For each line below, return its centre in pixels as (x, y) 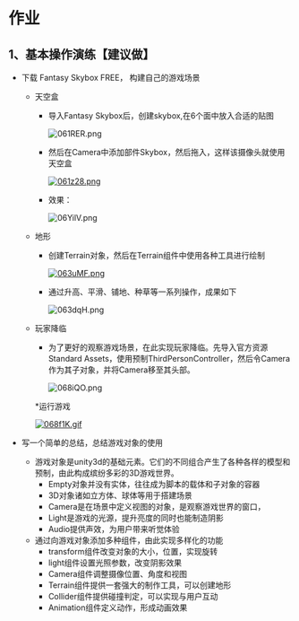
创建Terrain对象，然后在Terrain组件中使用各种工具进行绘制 (157, 255)
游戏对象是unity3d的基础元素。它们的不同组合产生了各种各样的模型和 (162, 462)
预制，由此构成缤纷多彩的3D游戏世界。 (107, 473)
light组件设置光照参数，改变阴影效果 (115, 563)
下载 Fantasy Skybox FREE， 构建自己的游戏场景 (111, 78)
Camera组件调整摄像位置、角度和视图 (118, 574)
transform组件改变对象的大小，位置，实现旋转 (133, 551)
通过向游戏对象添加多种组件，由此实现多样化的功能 (129, 540)
